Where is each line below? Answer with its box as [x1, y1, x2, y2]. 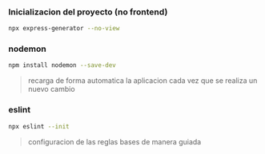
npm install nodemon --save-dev [8, 61, 116, 69]
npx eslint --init [8, 122, 70, 130]
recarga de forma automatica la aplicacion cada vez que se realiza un [27, 76, 258, 85]
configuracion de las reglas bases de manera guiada [27, 136, 202, 146]
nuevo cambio [27, 85, 75, 94]
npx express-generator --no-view [8, 25, 120, 33]
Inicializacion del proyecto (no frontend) [8, 6, 168, 18]
